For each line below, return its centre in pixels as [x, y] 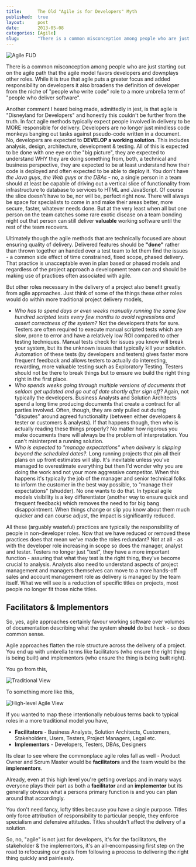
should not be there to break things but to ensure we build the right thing [102, 373]
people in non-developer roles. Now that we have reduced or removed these [98, 533]
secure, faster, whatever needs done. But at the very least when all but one [97, 208]
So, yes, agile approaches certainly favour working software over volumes [96, 621]
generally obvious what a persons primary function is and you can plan [92, 792]
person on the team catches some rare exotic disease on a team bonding [94, 215]
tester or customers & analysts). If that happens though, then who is [96, 422]
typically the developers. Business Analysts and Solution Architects [96, 398]
